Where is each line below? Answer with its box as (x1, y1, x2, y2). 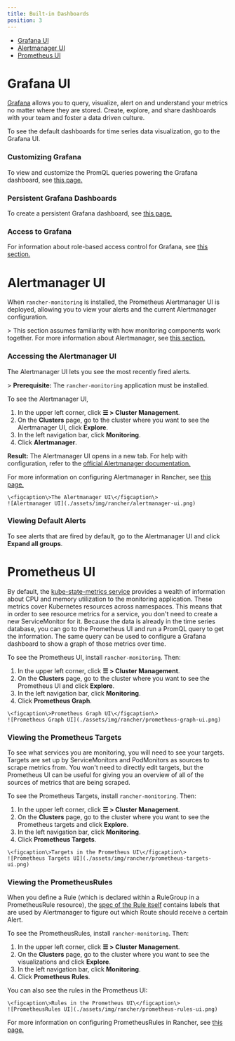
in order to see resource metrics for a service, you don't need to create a (7, 609, 218, 618)
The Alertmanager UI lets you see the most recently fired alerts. (7, 367, 192, 376)
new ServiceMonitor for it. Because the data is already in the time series (7, 617, 216, 625)
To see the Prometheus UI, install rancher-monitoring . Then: (7, 653, 181, 661)
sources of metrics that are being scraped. (7, 778, 131, 787)
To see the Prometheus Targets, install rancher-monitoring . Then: (7, 792, 196, 800)
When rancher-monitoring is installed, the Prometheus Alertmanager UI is (7, 298, 220, 306)
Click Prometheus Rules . (17, 973, 90, 981)
